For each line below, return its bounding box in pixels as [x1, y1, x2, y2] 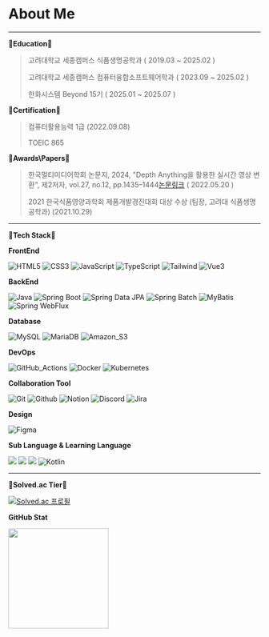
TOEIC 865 [27, 138, 65, 147]
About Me [8, 5, 75, 23]
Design [8, 409, 33, 419]
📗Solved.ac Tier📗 [8, 479, 67, 489]
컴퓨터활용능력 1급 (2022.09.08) [27, 122, 130, 131]
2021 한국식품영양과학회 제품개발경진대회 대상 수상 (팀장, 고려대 [27, 197, 229, 206]
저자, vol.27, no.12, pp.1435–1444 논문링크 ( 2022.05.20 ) [51, 179, 235, 189]
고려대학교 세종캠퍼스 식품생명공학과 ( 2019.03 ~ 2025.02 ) [27, 55, 216, 65]
